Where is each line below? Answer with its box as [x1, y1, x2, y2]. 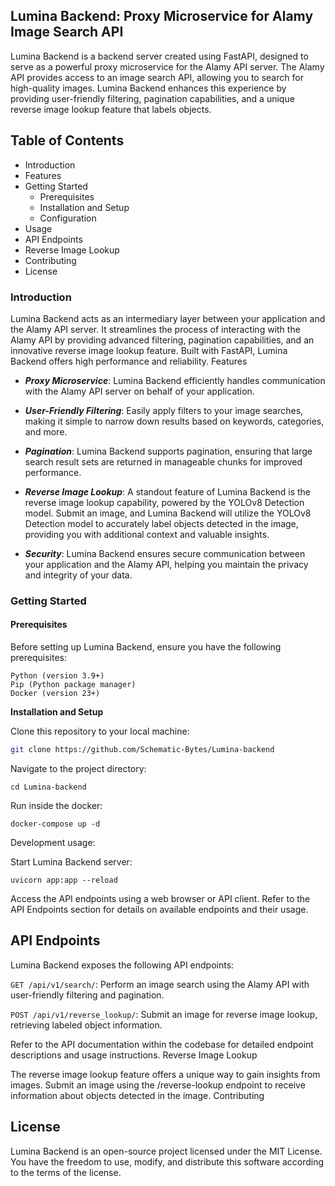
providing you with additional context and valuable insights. [24, 528, 270, 540]
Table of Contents [10, 132, 125, 149]
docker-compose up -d [10, 819, 101, 829]
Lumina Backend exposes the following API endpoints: [10, 959, 235, 971]
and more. [24, 425, 68, 438]
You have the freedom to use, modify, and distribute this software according [10, 1155, 325, 1168]
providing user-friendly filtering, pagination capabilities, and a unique [10, 92, 295, 104]
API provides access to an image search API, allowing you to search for [10, 71, 304, 83]
